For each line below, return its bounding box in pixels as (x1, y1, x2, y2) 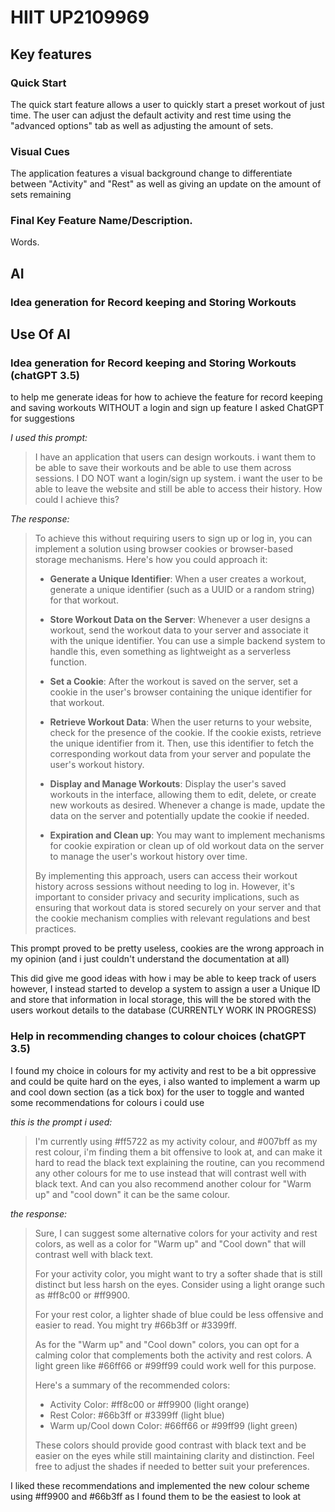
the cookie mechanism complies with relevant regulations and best (34, 912, 311, 925)
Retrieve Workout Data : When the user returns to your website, (49, 716, 313, 728)
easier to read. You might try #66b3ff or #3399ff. (34, 1319, 237, 1331)
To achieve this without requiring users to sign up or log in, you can (34, 532, 313, 545)
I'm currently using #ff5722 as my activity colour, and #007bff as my (34, 1135, 318, 1147)
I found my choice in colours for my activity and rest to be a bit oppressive (10, 1064, 317, 1076)
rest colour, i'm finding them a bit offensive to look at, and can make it (34, 1146, 323, 1158)
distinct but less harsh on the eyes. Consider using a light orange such (34, 1278, 325, 1290)
